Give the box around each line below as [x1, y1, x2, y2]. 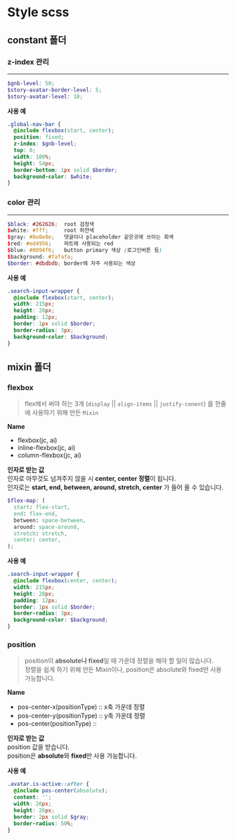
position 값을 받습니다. [7, 743, 70, 751]
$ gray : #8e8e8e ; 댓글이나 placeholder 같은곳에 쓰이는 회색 [7, 234, 174, 241]
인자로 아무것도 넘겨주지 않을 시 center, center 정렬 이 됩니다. [7, 475, 176, 483]
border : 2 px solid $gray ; [13, 813, 90, 820]
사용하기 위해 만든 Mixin [32, 408, 99, 417]
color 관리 [7, 198, 41, 208]
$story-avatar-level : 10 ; [7, 93, 83, 100]
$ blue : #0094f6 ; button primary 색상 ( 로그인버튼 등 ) [7, 247, 163, 254]
